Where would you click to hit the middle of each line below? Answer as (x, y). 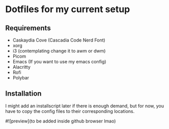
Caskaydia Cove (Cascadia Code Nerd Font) (59, 40)
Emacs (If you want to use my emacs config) (59, 61)
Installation (23, 94)
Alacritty (21, 67)
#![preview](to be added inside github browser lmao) (61, 121)
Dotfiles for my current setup (68, 9)
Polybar (21, 78)
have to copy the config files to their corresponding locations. (70, 111)
